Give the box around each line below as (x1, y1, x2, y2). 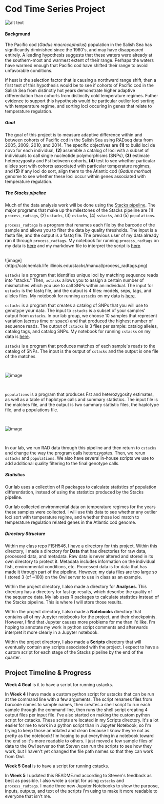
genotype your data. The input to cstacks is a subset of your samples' (5, 308, 145, 313)
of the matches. (5, 354, 37, 359)
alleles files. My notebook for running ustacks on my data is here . (5, 293, 136, 299)
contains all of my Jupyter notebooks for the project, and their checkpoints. (5, 614, 157, 620)
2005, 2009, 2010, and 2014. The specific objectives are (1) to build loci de (5, 142, 155, 148)
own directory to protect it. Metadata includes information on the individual (5, 558, 156, 564)
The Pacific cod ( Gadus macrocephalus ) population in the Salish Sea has (5, 42, 152, 47)
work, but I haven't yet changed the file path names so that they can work (5, 748, 154, 754)
